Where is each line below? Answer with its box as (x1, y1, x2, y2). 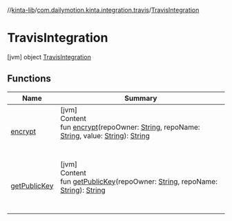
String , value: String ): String (59, 131, 150, 140)
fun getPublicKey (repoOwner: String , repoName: (59, 176, 217, 186)
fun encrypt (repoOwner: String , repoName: (59, 122, 200, 132)
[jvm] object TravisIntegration (7, 52, 91, 61)
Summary (124, 93, 157, 103)
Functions (7, 73, 52, 85)
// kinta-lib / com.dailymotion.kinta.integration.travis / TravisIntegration (7, 6, 200, 14)
